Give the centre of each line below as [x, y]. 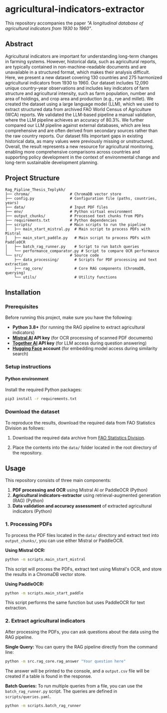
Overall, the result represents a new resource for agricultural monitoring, [80, 146]
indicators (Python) [32, 511]
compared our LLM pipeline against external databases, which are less [78, 125]
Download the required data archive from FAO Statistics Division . [79, 437]
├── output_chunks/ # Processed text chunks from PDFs [74, 216]
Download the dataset [32, 412]
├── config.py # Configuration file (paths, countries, [81, 198]
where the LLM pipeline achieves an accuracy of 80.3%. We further [75, 120]
